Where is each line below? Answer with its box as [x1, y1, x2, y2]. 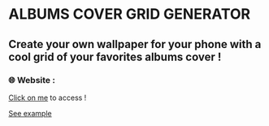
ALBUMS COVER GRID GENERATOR [8, 5, 250, 24]
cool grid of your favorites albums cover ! [8, 50, 222, 63]
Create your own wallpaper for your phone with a [8, 37, 262, 51]
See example [8, 108, 52, 118]
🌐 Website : [8, 74, 55, 85]
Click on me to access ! [8, 93, 87, 102]
